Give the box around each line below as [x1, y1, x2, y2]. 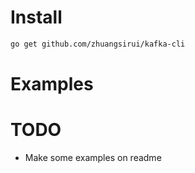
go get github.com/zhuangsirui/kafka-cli [10, 39, 186, 49]
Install [10, 6, 63, 29]
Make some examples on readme [24, 151, 162, 163]
